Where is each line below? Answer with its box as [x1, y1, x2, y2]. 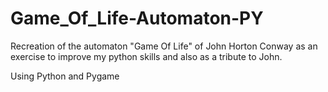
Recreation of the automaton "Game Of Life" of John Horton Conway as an [10, 40, 318, 52]
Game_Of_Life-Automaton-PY [10, 7, 264, 30]
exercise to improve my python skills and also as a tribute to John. [10, 50, 283, 62]
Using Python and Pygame [10, 70, 120, 82]
